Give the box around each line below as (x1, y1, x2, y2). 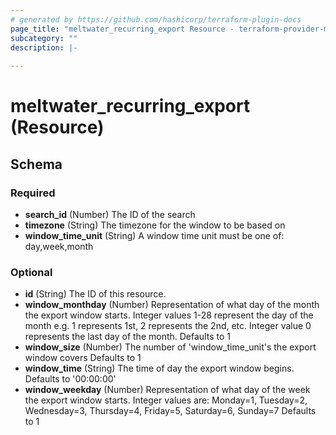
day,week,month (24, 241, 94, 252)
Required (10, 186, 56, 200)
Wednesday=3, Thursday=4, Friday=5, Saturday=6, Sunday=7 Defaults (24, 405, 317, 417)
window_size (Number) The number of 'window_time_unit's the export (24, 341, 317, 353)
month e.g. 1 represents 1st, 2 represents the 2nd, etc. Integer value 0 (24, 320, 312, 332)
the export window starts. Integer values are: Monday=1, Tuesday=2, (24, 394, 308, 406)
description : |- (10, 42, 78, 53)
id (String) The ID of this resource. (24, 288, 167, 300)
